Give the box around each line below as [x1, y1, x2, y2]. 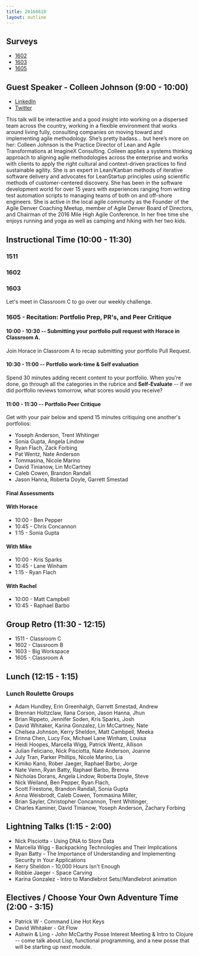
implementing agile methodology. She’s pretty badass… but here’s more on [6, 135, 189, 142]
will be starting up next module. [14, 943, 92, 950]
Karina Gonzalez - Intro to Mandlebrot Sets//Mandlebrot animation [14, 875, 177, 883]
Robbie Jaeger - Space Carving [14, 869, 93, 876]
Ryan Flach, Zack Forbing [14, 444, 78, 451]
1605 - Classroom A [14, 654, 64, 661]
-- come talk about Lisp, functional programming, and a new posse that [14, 937, 189, 944]
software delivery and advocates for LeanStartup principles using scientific [6, 173, 190, 180]
